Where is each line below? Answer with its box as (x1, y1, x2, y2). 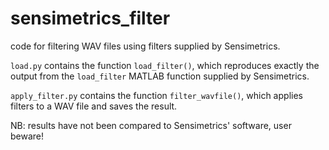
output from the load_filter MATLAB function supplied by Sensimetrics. (10, 70, 310, 82)
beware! (10, 130, 45, 142)
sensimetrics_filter (10, 7, 171, 30)
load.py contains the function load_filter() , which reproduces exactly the (10, 59, 320, 71)
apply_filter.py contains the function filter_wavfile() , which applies (10, 89, 303, 101)
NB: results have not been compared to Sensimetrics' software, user (10, 119, 292, 131)
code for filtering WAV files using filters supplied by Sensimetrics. (10, 40, 281, 52)
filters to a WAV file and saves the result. (10, 100, 178, 112)
